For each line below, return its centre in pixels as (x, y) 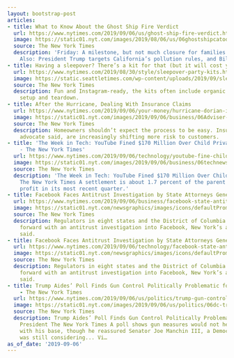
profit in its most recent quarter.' (75, 189)
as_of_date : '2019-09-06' (45, 344)
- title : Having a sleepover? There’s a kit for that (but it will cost (115, 65)
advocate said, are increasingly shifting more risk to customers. (119, 137)
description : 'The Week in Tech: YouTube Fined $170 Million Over (112, 176)
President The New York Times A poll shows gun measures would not (119, 325)
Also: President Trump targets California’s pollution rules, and (118, 59)
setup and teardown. (49, 98)
